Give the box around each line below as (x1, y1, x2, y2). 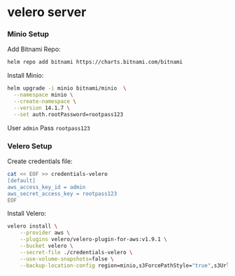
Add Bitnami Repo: (7, 45, 61, 53)
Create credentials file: (7, 157, 73, 165)
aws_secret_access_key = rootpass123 (7, 190, 117, 197)
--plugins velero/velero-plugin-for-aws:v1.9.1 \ (20, 236, 168, 243)
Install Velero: (7, 209, 47, 218)
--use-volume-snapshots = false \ (20, 255, 114, 263)
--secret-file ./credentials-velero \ (20, 249, 133, 256)
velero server (7, 4, 87, 20)
